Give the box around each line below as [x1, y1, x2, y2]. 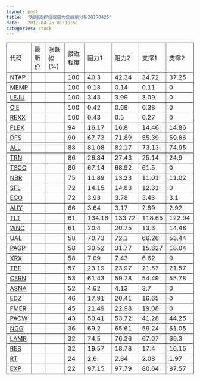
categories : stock [6, 25, 52, 32]
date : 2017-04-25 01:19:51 [6, 20, 79, 26]
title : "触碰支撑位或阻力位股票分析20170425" [6, 14, 112, 20]
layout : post [6, 8, 39, 15]
